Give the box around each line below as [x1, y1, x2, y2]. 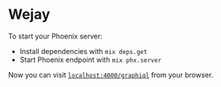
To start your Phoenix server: [8, 31, 103, 41]
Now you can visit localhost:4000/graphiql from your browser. [8, 70, 214, 79]
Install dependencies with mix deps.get [19, 46, 148, 56]
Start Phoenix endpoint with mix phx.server [19, 55, 162, 64]
